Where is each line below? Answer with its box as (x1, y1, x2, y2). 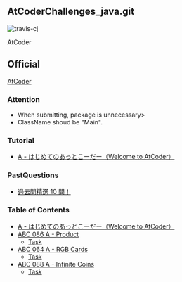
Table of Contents (7, 205, 70, 215)
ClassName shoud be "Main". (17, 117, 103, 126)
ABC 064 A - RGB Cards (17, 245, 88, 253)
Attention (7, 94, 40, 104)
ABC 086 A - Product (17, 230, 79, 238)
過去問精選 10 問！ (17, 187, 72, 196)
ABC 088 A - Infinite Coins (17, 259, 95, 268)
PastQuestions (7, 170, 59, 180)
